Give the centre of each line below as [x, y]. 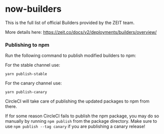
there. [11, 107]
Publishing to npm [27, 45]
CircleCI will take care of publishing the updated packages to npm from [77, 101]
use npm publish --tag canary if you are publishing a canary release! [75, 127]
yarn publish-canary [26, 92]
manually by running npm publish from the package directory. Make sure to [81, 121]
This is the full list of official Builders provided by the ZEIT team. [70, 23]
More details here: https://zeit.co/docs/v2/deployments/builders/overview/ [81, 32]
